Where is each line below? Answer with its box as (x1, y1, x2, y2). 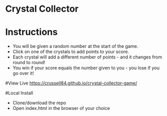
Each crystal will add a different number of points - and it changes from (12, 54, 162, 60)
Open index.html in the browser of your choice (12, 105, 110, 111)
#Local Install (5, 90, 34, 96)
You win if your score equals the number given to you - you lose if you (12, 65, 160, 71)
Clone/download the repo (12, 100, 66, 106)
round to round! (12, 60, 46, 66)
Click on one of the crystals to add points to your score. (12, 49, 129, 55)
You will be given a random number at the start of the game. (12, 43, 139, 49)
